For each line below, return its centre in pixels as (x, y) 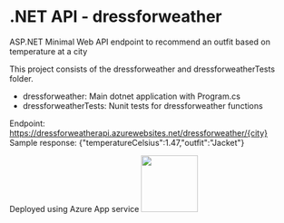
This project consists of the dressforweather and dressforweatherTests (142, 69)
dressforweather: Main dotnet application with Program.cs (131, 96)
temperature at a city (49, 51)
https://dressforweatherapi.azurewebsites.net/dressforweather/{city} (138, 132)
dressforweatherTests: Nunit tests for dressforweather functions (142, 105)
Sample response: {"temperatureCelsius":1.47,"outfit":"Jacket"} (127, 142)
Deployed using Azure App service (74, 208)
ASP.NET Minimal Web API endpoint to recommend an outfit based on (140, 42)
